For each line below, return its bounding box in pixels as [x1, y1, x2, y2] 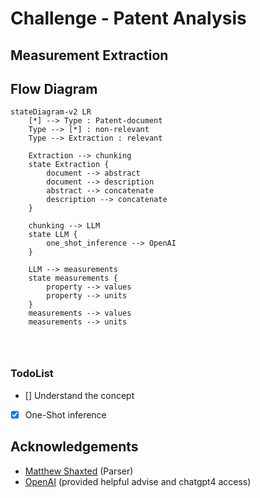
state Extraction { [28, 160, 110, 170]
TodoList [10, 367, 54, 381]
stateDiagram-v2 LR [10, 107, 92, 117]
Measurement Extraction [10, 47, 169, 64]
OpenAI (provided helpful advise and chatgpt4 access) [24, 475, 252, 487]
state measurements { [28, 273, 118, 284]
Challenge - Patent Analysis [10, 7, 247, 30]
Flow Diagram [10, 80, 98, 97]
